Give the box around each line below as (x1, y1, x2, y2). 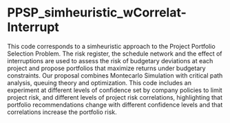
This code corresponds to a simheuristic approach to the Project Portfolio (7, 42, 216, 50)
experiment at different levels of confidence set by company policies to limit (7, 86, 222, 94)
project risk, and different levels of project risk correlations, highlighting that (7, 93, 222, 101)
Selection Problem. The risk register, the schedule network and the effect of (7, 49, 222, 58)
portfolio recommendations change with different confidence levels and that (7, 100, 223, 109)
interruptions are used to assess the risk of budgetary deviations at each (7, 56, 213, 65)
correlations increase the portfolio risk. (7, 108, 117, 116)
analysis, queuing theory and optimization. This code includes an (7, 78, 191, 87)
